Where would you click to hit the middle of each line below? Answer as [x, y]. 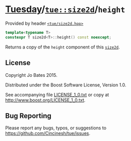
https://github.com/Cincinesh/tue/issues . [48, 133]
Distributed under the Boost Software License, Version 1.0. [66, 85]
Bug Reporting [28, 115]
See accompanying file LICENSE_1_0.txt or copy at [57, 95]
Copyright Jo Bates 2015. [31, 75]
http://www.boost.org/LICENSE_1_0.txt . [45, 100]
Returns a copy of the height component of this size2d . [62, 47]
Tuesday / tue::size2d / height [65, 9]
